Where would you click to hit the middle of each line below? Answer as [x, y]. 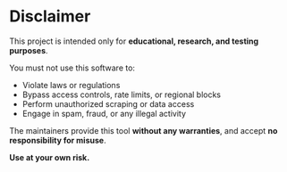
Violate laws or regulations [71, 85]
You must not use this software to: [72, 68]
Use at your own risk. [50, 157]
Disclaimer [50, 16]
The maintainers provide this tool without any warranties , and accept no [143, 130]
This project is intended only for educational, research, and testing [134, 41]
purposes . [29, 50]
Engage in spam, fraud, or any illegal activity [104, 113]
